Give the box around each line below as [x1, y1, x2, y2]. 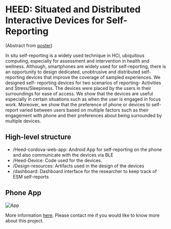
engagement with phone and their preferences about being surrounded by [5, 112, 162, 119]
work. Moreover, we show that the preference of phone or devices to [5, 101, 151, 107]
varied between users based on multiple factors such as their [19, 107, 149, 113]
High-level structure [5, 132, 72, 142]
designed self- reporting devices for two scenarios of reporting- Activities [5, 80, 161, 86]
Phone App [5, 188, 42, 197]
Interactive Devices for [5, 14, 104, 26]
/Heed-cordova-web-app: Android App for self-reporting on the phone [12, 146, 162, 152]
